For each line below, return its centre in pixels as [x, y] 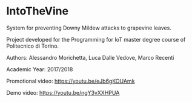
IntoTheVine [37, 11]
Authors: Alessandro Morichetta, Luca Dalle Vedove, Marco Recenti [90, 57]
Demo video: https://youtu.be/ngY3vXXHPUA [63, 92]
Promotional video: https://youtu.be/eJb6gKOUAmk [71, 81]
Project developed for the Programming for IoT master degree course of [96, 39]
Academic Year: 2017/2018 [40, 69]
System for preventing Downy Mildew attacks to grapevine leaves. [89, 28]
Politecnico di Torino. [33, 46]
